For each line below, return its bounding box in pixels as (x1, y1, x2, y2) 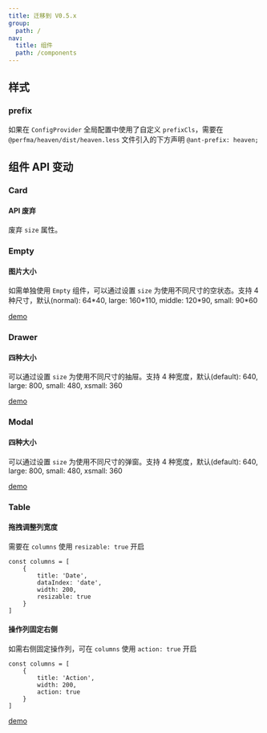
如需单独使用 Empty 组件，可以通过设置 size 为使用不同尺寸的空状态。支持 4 (8, 286, 259, 295)
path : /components (15, 49, 78, 57)
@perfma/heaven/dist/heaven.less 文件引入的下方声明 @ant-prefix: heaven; (8, 134, 259, 144)
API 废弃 (8, 205, 36, 215)
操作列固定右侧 (8, 625, 58, 634)
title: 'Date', (37, 571, 88, 580)
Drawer (8, 332, 38, 343)
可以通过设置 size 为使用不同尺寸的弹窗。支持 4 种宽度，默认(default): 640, (8, 456, 258, 466)
